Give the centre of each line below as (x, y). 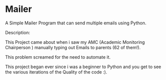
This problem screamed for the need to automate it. (58, 57)
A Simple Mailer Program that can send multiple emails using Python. (76, 23)
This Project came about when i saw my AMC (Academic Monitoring (75, 42)
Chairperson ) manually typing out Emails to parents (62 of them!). (73, 47)
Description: (18, 32)
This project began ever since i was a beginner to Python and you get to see (83, 67)
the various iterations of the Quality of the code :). (56, 72)
